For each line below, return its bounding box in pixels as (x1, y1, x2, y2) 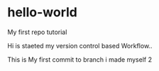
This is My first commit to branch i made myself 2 (7, 55, 153, 64)
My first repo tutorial (7, 28, 67, 36)
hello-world (7, 4, 78, 21)
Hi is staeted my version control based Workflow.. (7, 41, 153, 50)
